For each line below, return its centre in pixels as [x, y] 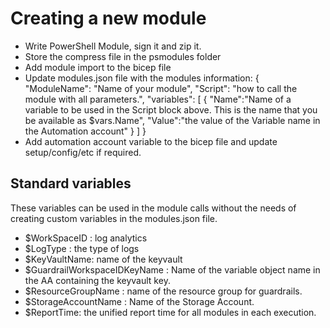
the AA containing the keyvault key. [97, 280]
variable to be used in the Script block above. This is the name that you [171, 109]
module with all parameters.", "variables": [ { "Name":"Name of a [158, 99]
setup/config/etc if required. [83, 152]
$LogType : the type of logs [82, 248]
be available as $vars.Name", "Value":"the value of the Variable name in [172, 120]
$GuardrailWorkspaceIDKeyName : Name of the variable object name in [172, 269]
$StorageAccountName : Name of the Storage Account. [139, 301]
